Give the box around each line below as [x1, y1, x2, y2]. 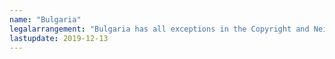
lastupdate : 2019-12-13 [9, 33, 109, 43]
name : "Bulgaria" [9, 14, 82, 25]
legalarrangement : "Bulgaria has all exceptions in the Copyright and [9, 24, 310, 34]
